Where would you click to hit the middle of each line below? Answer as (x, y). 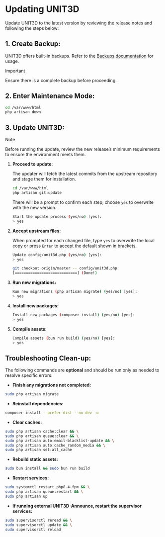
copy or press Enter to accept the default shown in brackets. (75, 246)
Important (15, 71)
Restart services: (31, 478)
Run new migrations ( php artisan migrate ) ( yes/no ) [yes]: (75, 292)
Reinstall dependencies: (38, 404)
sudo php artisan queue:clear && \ (42, 436)
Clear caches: (27, 422)
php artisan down (23, 112)
